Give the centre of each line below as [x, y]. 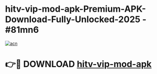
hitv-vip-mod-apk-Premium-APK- [76, 9]
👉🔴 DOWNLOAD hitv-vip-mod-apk [78, 64]
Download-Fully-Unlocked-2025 [73, 19]
